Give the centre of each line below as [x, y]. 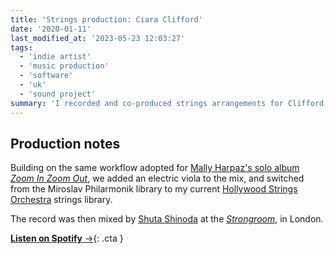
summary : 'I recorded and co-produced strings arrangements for [147, 103]
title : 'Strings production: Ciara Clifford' [106, 19]
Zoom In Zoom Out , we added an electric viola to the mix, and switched [157, 178]
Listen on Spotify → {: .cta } [67, 238]
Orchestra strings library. [61, 200]
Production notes [65, 143]
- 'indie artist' [55, 57]
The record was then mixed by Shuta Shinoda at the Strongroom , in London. [167, 219]
